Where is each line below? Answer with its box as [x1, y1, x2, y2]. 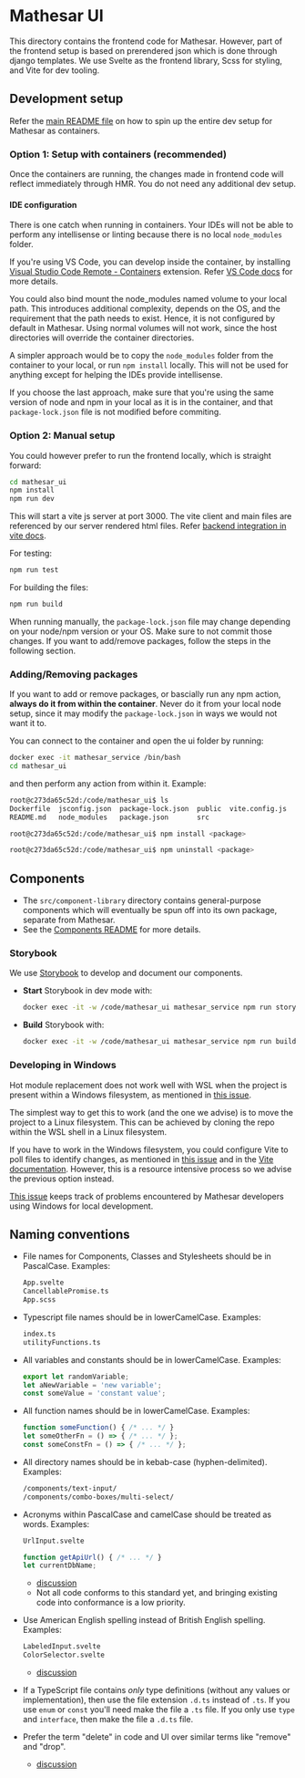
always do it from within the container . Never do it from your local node [9, 699, 282, 710]
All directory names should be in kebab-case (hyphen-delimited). [22, 1456, 268, 1467]
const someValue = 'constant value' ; [22, 1388, 167, 1398]
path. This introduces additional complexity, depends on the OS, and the [9, 303, 280, 315]
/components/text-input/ [22, 1483, 117, 1492]
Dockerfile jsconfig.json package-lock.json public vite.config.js [9, 804, 287, 813]
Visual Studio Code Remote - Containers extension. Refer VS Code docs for [9, 266, 293, 277]
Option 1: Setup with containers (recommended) [9, 148, 228, 161]
